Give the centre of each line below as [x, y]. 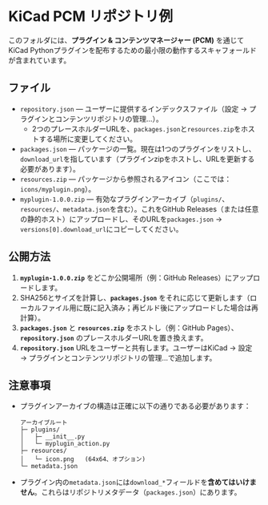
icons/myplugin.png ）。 [58, 188]
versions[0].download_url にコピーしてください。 [101, 228]
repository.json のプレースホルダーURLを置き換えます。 [114, 337]
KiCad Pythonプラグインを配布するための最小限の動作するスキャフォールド [133, 50]
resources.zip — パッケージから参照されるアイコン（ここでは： [126, 179]
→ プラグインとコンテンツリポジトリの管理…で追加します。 [118, 358]
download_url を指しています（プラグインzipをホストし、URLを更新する [137, 159]
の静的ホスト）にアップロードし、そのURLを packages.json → [121, 219]
